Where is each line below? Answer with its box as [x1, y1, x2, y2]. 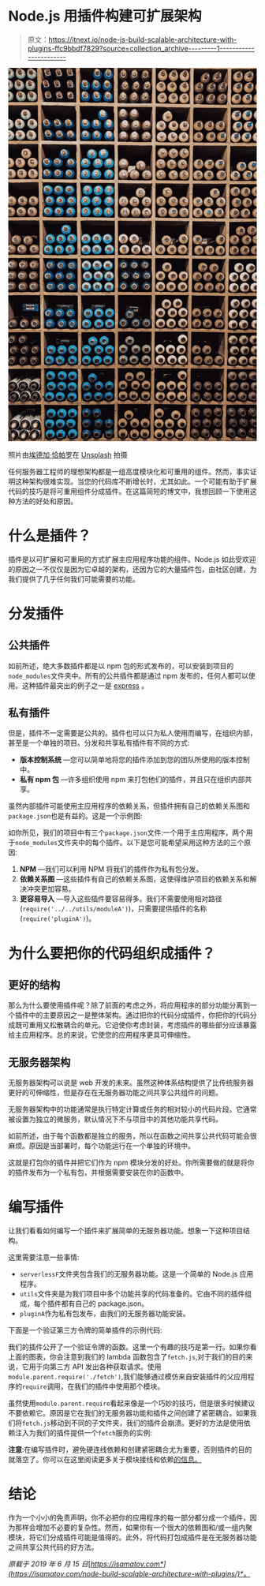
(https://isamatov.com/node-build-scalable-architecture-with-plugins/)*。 [8, 1569, 251, 1579]
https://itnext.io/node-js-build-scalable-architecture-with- [48, 35, 237, 44]
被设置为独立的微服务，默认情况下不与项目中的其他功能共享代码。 [8, 1114, 222, 1124]
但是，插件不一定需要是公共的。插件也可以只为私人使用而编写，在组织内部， [8, 728, 257, 738]
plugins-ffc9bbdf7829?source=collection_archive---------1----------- [27, 43, 255, 53]
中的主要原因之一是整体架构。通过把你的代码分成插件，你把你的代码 [28, 1011, 250, 1020]
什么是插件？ [8, 526, 92, 544]
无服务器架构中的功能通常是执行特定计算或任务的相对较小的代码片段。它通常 [8, 1105, 257, 1114]
